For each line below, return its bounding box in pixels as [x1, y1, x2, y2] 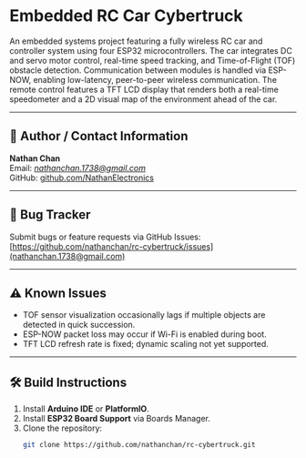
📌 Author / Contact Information [9, 128, 189, 144]
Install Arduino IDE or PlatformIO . [22, 403, 150, 414]
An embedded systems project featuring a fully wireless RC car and [9, 36, 263, 46]
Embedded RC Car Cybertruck [9, 5, 243, 26]
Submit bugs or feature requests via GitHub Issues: [9, 231, 201, 242]
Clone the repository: [22, 422, 103, 433]
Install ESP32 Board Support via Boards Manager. [22, 413, 211, 424]
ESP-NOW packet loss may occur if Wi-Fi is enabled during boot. [22, 329, 267, 340]
